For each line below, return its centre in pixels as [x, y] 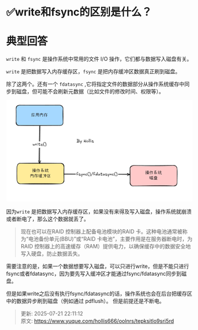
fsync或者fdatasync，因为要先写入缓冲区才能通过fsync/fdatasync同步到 [94, 273]
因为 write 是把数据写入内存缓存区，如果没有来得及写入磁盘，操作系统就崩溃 [99, 211]
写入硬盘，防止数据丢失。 [52, 253]
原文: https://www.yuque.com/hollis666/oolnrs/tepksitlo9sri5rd [97, 321]
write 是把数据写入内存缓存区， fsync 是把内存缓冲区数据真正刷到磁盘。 [93, 72]
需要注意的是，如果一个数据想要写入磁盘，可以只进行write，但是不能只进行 [98, 266]
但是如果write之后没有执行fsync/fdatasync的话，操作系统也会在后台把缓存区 [99, 293]
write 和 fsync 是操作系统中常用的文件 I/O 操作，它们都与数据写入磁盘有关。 [99, 59]
